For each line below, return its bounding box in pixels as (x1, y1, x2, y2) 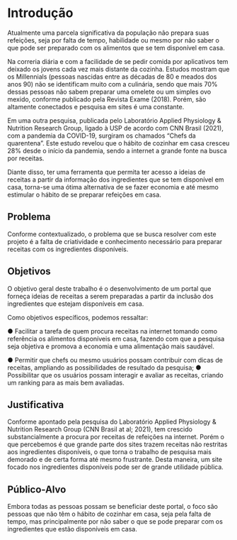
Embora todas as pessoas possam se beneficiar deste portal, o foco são (7, 502, 218, 511)
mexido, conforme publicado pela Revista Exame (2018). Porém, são (7, 94, 207, 104)
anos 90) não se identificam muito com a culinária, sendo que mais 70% (7, 79, 218, 88)
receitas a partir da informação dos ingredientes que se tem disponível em (7, 175, 224, 184)
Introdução (7, 5, 74, 21)
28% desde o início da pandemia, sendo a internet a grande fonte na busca (7, 146, 228, 155)
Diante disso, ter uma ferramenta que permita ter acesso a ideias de (7, 167, 206, 176)
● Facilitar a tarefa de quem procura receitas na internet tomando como (7, 326, 218, 335)
